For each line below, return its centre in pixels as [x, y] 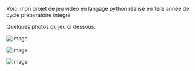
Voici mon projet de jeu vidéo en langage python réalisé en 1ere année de [98, 9]
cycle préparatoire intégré [38, 15]
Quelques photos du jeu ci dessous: [51, 27]
